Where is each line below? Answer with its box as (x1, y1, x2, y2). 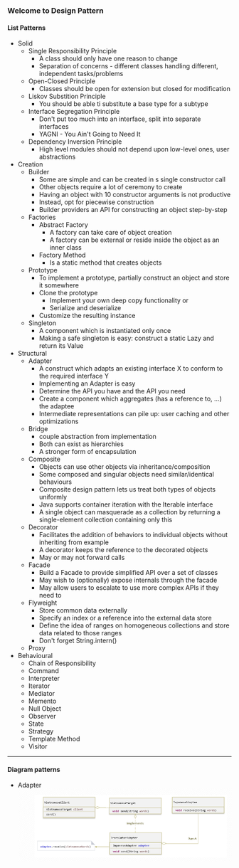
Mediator (28, 689, 55, 698)
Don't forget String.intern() (38, 636, 117, 645)
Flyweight (28, 598, 58, 607)
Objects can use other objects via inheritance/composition (38, 462, 211, 471)
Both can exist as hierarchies (38, 440, 124, 448)
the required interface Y (38, 372, 109, 381)
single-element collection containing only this (38, 515, 173, 524)
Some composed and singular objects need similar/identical (38, 470, 215, 479)
